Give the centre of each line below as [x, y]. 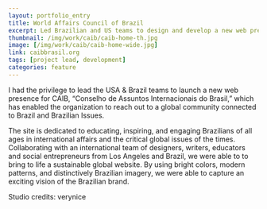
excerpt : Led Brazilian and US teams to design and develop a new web [128, 30]
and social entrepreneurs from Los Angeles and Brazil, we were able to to [128, 156]
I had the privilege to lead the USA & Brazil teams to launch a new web [123, 90]
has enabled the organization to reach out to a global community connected [132, 106]
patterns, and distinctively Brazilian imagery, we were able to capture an [126, 172]
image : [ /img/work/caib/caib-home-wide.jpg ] [83, 45]
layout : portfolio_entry [49, 15]
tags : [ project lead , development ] [67, 60]
